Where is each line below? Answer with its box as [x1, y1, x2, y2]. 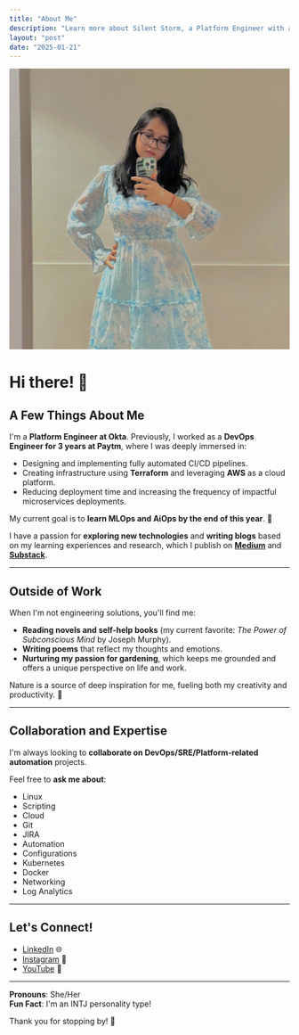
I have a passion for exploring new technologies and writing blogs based [9, 530, 281, 541]
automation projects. [9, 756, 87, 767]
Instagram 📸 [21, 954, 67, 965]
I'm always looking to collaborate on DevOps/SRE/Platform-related [9, 747, 259, 758]
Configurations [21, 848, 77, 858]
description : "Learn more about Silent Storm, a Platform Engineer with [9, 23, 285, 33]
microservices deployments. [21, 496, 126, 507]
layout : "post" [9, 33, 66, 42]
